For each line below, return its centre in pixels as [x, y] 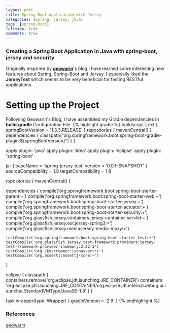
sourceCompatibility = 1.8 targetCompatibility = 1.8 [59, 171]
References [20, 314]
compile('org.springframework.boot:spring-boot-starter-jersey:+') [75, 202]
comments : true [22, 33]
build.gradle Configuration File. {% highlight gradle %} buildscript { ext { [82, 125]
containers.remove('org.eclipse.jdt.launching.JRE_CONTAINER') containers [84, 280]
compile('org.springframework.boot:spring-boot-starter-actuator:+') [77, 207]
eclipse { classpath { [27, 275]
